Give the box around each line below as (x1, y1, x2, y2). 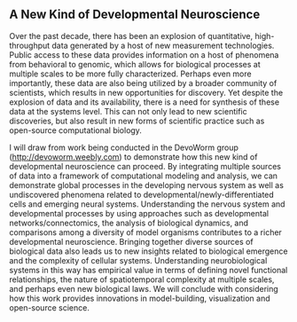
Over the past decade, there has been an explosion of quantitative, (9, 30, 254, 41)
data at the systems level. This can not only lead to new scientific (9, 106, 247, 116)
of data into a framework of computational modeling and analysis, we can (9, 170, 277, 181)
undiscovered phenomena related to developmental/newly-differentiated (9, 189, 275, 200)
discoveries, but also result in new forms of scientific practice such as (9, 115, 265, 126)
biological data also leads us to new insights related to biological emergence (9, 246, 288, 256)
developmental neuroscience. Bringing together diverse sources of (9, 236, 254, 247)
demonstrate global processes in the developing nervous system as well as (9, 179, 284, 190)
